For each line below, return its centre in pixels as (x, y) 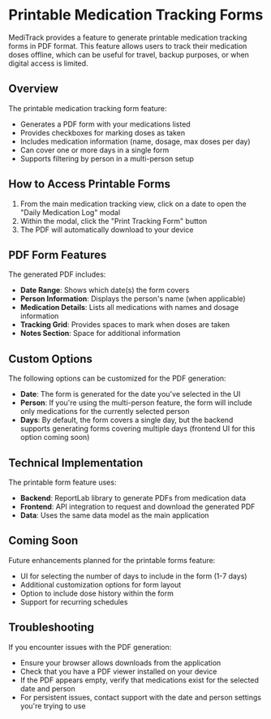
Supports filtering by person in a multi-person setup (107, 158)
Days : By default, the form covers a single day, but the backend (127, 420)
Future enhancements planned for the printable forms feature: (112, 560)
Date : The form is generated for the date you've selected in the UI (130, 394)
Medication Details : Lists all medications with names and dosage (129, 308)
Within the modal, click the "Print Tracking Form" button (114, 221)
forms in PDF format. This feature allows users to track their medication (128, 45)
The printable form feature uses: (62, 482)
